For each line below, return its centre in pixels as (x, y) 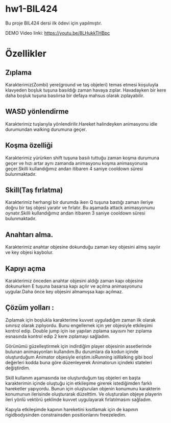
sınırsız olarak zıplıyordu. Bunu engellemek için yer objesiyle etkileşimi (79, 325)
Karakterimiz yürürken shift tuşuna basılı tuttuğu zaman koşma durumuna (82, 158)
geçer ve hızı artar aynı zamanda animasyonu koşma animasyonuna (77, 163)
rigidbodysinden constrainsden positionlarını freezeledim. (66, 415)
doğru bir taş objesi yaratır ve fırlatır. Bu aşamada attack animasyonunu (80, 208)
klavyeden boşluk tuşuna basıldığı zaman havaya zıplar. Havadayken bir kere (86, 90)
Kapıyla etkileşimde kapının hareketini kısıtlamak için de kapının (72, 409)
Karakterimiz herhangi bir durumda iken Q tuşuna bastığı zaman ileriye (79, 202)
